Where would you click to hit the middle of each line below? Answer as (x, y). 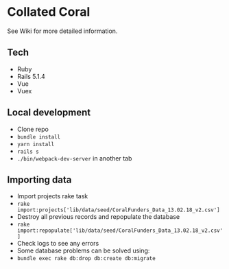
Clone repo (33, 129)
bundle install (39, 137)
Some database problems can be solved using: (83, 250)
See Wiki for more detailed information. (62, 31)
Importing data (39, 179)
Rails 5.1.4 (31, 76)
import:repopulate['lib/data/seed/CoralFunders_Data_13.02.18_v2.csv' (120, 231)
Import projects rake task (52, 196)
